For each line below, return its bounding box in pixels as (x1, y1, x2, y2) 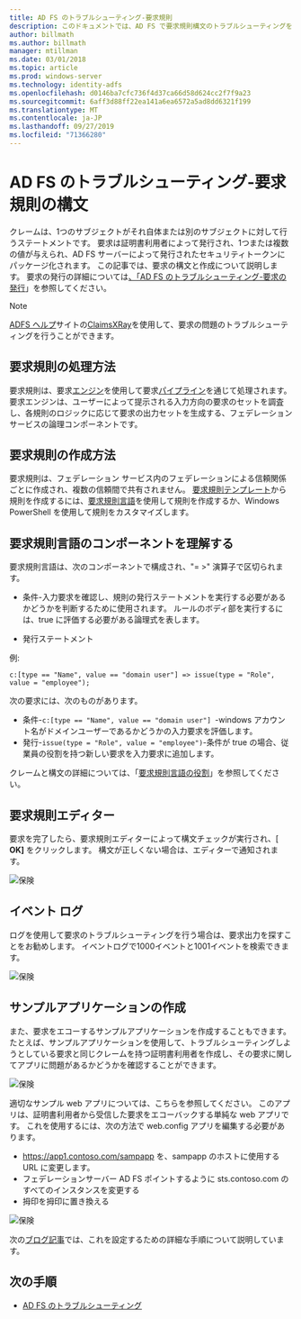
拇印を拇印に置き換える (22, 1196, 110, 1206)
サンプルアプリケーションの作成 (9, 1000, 186, 1015)
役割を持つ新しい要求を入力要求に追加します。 (46, 749, 219, 760)
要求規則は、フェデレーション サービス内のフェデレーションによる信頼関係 (9, 473, 287, 484)
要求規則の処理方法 (9, 359, 116, 375)
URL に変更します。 (22, 1161, 95, 1172)
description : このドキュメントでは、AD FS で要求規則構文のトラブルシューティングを (9, 22, 293, 31)
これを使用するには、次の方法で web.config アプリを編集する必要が (26, 1120, 278, 1131)
